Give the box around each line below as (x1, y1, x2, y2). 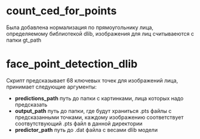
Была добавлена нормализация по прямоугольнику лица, (6, 24, 154, 31)
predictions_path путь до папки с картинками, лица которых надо (14, 94, 184, 102)
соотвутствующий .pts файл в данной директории (14, 120, 143, 127)
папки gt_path (6, 36, 42, 43)
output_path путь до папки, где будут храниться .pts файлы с (14, 107, 172, 114)
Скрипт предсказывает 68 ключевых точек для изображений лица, (6, 77, 179, 84)
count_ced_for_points (6, 4, 117, 18)
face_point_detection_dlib (6, 58, 138, 71)
